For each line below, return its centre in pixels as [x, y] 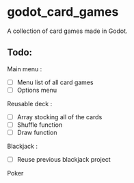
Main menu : [25, 69]
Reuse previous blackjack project [64, 160]
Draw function [37, 132]
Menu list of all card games [55, 82]
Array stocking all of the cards [59, 117]
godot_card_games [63, 12]
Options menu [37, 90]
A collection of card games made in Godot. [67, 31]
